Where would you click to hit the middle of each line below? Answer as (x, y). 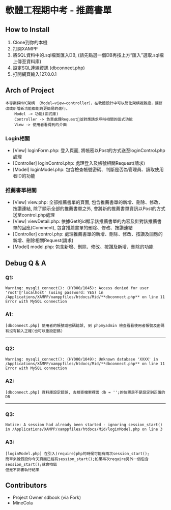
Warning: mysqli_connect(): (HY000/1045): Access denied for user (77, 288)
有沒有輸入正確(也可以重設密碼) (34, 331)
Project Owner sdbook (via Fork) (47, 498)
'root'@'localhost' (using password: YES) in (54, 293)
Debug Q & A (26, 263)
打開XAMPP (25, 49)
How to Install (27, 29)
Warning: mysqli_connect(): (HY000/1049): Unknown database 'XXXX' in (82, 359)
